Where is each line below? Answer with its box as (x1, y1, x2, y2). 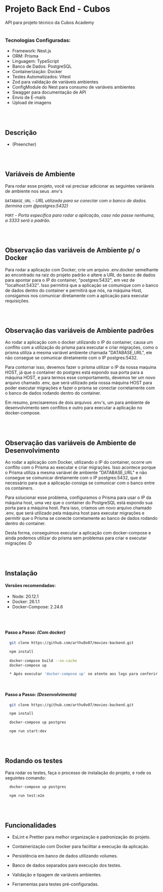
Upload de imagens (12, 100, 52, 106)
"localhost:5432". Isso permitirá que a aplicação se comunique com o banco (5, 282, 159, 288)
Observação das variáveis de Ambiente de (5, 438, 136, 447)
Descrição (5, 128, 37, 137)
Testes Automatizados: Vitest (12, 74, 71, 80)
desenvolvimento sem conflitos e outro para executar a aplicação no (5, 405, 143, 411)
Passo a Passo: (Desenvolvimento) (5, 691, 77, 697)
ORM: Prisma (12, 53, 39, 59)
